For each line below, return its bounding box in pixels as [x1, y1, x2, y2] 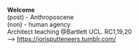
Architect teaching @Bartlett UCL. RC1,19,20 [7, 27, 132, 36]
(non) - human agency [7, 21, 71, 28]
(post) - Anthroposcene [7, 13, 74, 21]
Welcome [7, 6, 35, 14]
